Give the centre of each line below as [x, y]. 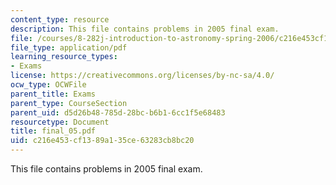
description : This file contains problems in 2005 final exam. [145, 29]
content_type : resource [60, 19]
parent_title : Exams [53, 94]
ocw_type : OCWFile [48, 85]
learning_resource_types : [64, 57]
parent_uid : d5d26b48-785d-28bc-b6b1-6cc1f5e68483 [118, 112]
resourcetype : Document [60, 122]
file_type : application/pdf [69, 47]
